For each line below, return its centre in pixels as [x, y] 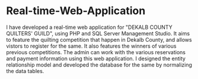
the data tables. [25, 71]
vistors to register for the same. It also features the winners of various [91, 46]
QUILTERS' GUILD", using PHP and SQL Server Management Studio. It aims [98, 33]
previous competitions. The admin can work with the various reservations [96, 52]
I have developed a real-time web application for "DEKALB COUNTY [90, 27]
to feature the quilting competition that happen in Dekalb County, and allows [99, 39]
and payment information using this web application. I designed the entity [96, 58]
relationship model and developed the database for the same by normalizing [99, 65]
